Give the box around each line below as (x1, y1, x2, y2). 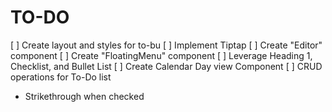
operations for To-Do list (10, 71, 112, 83)
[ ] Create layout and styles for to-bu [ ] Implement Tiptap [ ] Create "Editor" (10, 39, 323, 51)
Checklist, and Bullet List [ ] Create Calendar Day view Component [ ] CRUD (10, 60, 323, 72)
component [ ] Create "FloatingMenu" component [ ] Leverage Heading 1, (10, 49, 313, 61)
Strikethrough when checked (24, 90, 145, 102)
